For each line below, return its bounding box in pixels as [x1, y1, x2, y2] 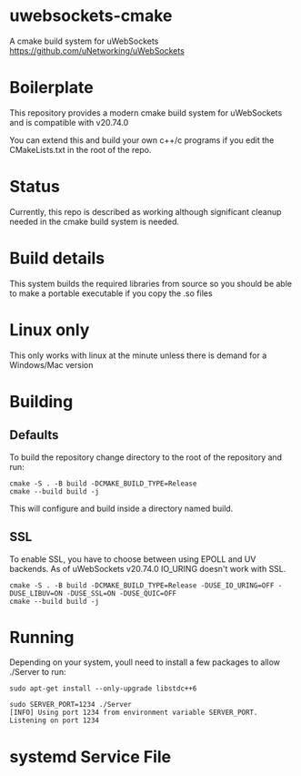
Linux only [9, 320, 90, 340]
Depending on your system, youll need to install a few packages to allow [9, 657, 280, 668]
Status [9, 177, 61, 197]
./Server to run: [9, 667, 66, 678]
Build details [9, 248, 105, 269]
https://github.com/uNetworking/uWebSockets [9, 45, 185, 56]
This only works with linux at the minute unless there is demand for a [9, 350, 267, 361]
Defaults [9, 427, 59, 443]
